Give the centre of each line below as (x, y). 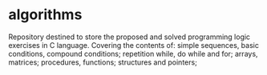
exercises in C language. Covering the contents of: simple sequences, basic (133, 45)
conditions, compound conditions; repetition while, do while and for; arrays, (133, 53)
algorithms (45, 15)
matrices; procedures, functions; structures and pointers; (103, 62)
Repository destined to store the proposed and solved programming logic (129, 37)
